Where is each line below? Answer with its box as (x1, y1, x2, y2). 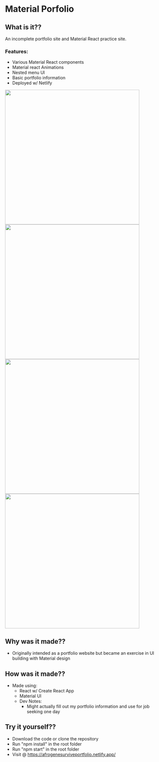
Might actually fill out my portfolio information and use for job (26, 703, 150, 709)
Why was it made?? (5, 637, 66, 645)
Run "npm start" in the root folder (12, 746, 79, 752)
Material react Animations (12, 65, 64, 71)
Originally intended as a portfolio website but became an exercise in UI (12, 650, 155, 656)
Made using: (12, 682, 38, 689)
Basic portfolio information (12, 75, 66, 81)
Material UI (19, 693, 41, 699)
